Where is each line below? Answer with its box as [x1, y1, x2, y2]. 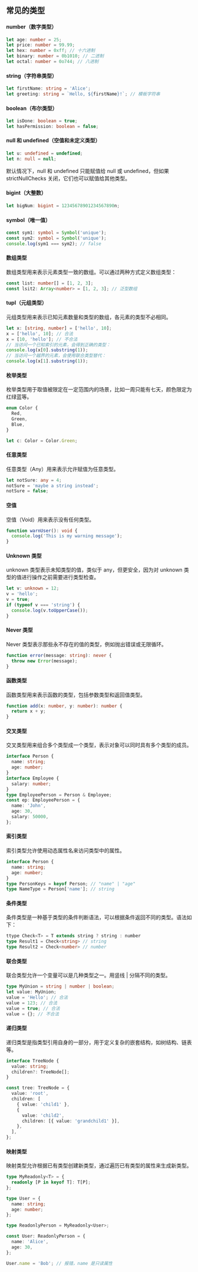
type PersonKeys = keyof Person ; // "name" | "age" [6, 881, 136, 887]
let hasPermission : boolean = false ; [6, 123, 99, 129]
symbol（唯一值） [6, 216, 51, 223]
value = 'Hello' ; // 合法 [6, 995, 68, 1000]
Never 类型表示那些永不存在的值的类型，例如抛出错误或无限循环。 [6, 640, 167, 648]
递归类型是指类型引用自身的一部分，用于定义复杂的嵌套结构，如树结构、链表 [6, 1038, 192, 1046]
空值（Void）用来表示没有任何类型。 [6, 516, 95, 523]
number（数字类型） [6, 23, 57, 30]
